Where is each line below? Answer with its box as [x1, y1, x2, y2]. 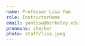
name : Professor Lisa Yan [6, 8, 71, 15]
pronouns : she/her [6, 25, 52, 32]
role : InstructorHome [6, 14, 60, 20]
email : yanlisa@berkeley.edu [6, 20, 79, 26]
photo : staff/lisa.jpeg [6, 31, 66, 37]
